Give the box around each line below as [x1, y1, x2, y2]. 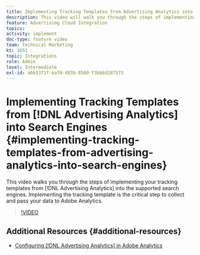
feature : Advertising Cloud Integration [6, 20, 108, 26]
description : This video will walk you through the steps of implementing [6, 14, 196, 20]
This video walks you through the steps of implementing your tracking [6, 178, 178, 185]
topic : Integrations [6, 53, 58, 59]
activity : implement [6, 31, 58, 37]
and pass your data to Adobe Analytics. [6, 197, 103, 204]
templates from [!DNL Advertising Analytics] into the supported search [6, 185, 179, 192]
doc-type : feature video [6, 36, 68, 42]
